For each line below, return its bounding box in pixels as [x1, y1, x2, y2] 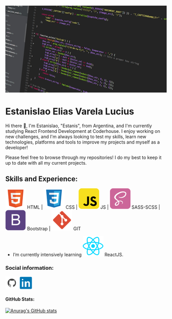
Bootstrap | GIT [27, 226, 81, 232]
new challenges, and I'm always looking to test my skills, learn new [5, 133, 147, 139]
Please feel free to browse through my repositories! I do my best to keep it [5, 154, 162, 161]
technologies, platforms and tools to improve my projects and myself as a [5, 139, 160, 145]
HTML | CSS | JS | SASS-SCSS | [27, 204, 160, 210]
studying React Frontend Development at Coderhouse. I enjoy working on [5, 128, 160, 134]
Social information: [5, 265, 54, 272]
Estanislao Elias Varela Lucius [5, 106, 135, 117]
